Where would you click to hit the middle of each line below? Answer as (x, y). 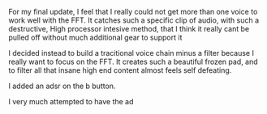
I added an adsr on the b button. (62, 86)
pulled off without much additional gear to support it (95, 37)
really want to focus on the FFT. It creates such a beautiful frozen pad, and (133, 61)
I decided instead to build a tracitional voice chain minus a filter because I (131, 53)
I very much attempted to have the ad (71, 101)
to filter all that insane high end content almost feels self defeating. (120, 70)
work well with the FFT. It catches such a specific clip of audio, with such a (134, 20)
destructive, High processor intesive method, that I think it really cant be (129, 29)
